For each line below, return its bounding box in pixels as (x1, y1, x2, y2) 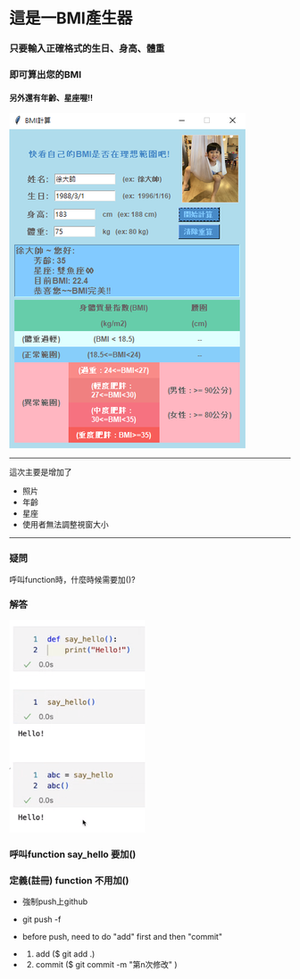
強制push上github (21, 896, 88, 907)
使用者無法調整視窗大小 (21, 519, 109, 530)
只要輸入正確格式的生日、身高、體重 (9, 42, 165, 54)
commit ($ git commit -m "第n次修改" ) (35, 959, 178, 970)
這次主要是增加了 (9, 467, 72, 477)
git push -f (21, 914, 62, 925)
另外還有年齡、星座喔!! (9, 92, 94, 103)
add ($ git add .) (35, 949, 96, 959)
